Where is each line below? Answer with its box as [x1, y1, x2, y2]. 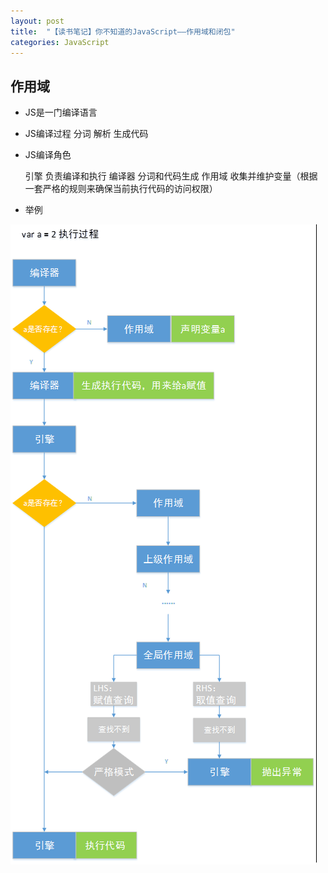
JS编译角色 [24, 149, 72, 161]
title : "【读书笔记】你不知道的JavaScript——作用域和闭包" [10, 26, 236, 37]
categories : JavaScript [10, 37, 110, 47]
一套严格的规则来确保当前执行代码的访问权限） [24, 183, 218, 195]
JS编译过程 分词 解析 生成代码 [24, 128, 149, 140]
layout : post [10, 16, 65, 26]
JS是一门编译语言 [24, 106, 98, 119]
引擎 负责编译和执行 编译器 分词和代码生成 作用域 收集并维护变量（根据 [24, 170, 318, 182]
